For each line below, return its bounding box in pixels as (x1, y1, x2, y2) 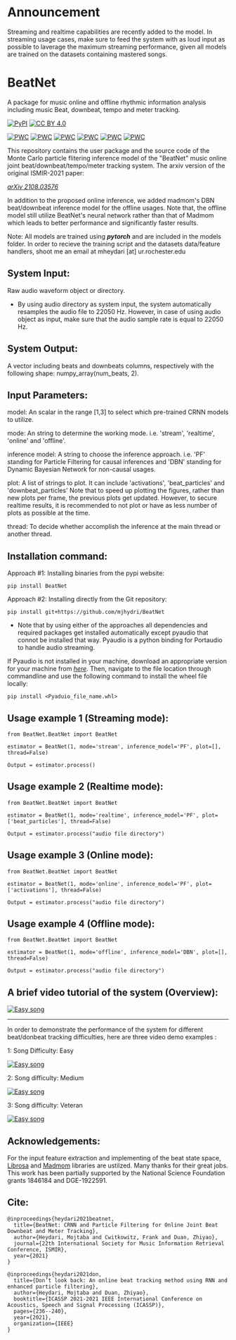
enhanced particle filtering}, (7, 1283, 99, 1290)
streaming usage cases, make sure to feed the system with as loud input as (7, 35, 225, 43)
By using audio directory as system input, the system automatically (17, 300, 212, 308)
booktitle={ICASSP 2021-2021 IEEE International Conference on (13, 1295, 202, 1303)
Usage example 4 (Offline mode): (7, 918, 155, 929)
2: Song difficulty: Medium (7, 1074, 84, 1082)
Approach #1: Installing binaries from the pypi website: (7, 569, 165, 577)
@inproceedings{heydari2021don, (7, 1270, 102, 1278)
